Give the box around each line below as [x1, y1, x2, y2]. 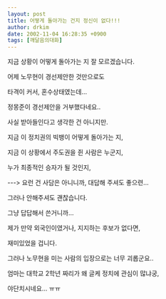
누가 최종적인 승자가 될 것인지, [7, 163, 91, 172]
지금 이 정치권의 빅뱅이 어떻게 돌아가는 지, [7, 133, 123, 142]
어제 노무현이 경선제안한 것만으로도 [7, 73, 105, 81]
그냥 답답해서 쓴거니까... [7, 209, 74, 217]
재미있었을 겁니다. [7, 239, 58, 248]
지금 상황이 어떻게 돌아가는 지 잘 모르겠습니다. [7, 58, 135, 66]
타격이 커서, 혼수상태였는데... [7, 88, 88, 96]
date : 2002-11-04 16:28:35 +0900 [7, 30, 107, 38]
